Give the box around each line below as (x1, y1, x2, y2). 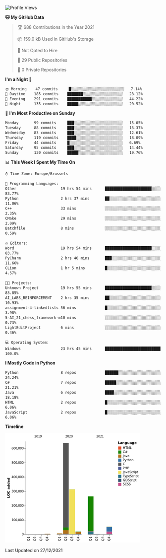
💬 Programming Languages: (5, 181, 58, 186)
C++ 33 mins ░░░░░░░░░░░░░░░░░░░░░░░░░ (5, 206, 161, 211)
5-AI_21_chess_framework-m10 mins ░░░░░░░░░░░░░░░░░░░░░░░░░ (5, 315, 161, 320)
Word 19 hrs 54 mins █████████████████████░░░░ (5, 246, 161, 251)
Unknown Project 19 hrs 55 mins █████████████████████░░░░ (5, 285, 161, 290)
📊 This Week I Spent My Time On (5, 159, 75, 165)
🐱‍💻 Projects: (5, 280, 32, 285)
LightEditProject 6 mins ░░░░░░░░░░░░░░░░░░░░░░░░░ (5, 325, 161, 330)
